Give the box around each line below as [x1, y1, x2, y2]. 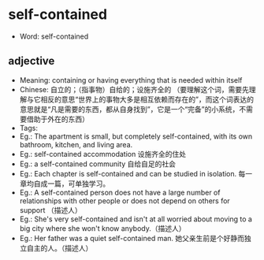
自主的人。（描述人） [26, 243, 93, 253]
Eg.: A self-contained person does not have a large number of [19, 188, 221, 197]
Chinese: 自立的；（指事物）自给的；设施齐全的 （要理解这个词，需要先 [19, 84, 250, 94]
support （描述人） [19, 205, 83, 214]
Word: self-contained [19, 32, 89, 41]
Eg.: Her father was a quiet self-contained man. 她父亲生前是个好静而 [19, 233, 245, 243]
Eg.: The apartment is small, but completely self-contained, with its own [19, 132, 253, 141]
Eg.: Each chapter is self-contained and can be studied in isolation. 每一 [19, 169, 253, 178]
